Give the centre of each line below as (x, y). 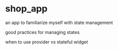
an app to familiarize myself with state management (59, 22)
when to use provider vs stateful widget (47, 42)
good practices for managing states (43, 32)
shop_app (26, 9)
